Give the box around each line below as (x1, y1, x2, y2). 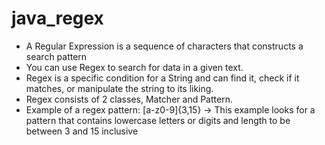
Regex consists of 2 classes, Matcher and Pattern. (25, 93, 233, 105)
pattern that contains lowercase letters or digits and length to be (25, 114, 291, 126)
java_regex (11, 7, 104, 30)
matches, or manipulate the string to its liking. (25, 82, 214, 94)
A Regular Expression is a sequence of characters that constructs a (25, 40, 304, 52)
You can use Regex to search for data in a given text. (25, 61, 244, 73)
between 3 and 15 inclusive (25, 125, 139, 137)
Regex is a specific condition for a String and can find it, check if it (25, 72, 300, 84)
